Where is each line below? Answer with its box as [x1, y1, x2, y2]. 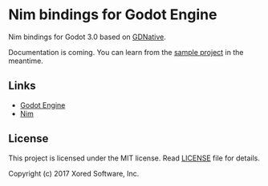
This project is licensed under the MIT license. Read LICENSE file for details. [8, 153, 261, 163]
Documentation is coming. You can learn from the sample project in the [8, 47, 244, 57]
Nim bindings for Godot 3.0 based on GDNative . [8, 32, 166, 42]
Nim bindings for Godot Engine [8, 6, 217, 24]
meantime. [8, 56, 44, 65]
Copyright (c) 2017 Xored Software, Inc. [8, 168, 140, 178]
